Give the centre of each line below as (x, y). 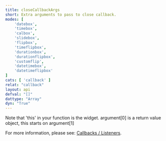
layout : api (18, 89)
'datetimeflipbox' (34, 71)
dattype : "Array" (24, 99)
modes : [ (14, 19)
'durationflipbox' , (35, 57)
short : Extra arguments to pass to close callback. (61, 15)
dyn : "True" (18, 104)
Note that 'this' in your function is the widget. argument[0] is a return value (83, 118)
